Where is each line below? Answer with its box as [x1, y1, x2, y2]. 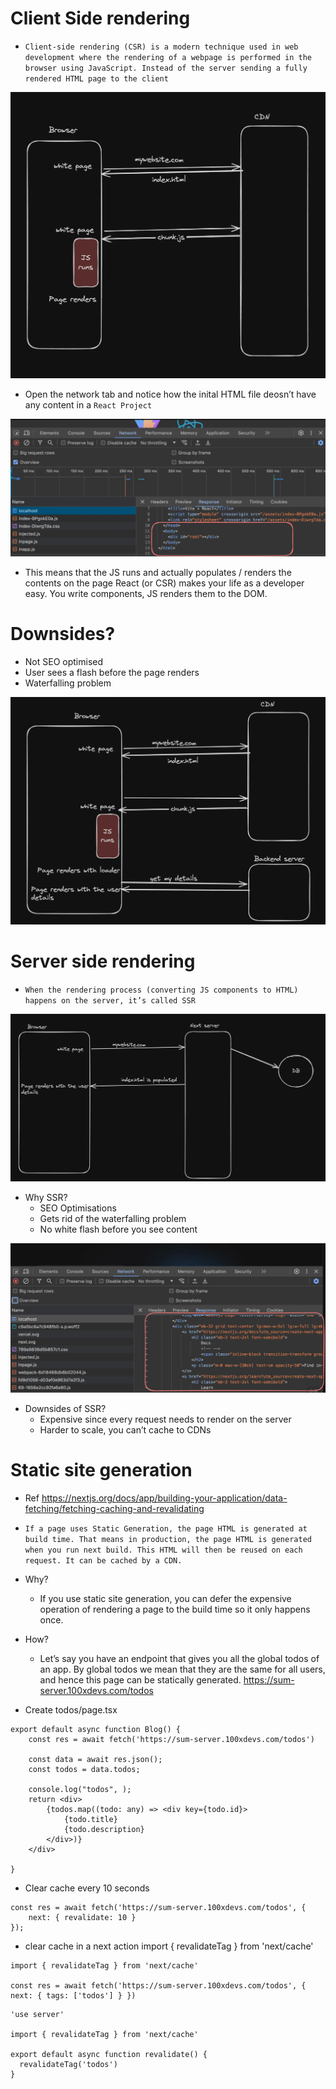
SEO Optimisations [39, 1202, 117, 1214]
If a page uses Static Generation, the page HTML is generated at [24, 1524, 308, 1534]
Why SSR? [24, 1192, 68, 1204]
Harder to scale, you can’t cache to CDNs [39, 1424, 212, 1436]
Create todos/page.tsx [24, 1704, 118, 1716]
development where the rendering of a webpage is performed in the [24, 52, 312, 62]
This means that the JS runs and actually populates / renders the [24, 566, 292, 578]
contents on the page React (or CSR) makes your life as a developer [24, 577, 305, 589]
